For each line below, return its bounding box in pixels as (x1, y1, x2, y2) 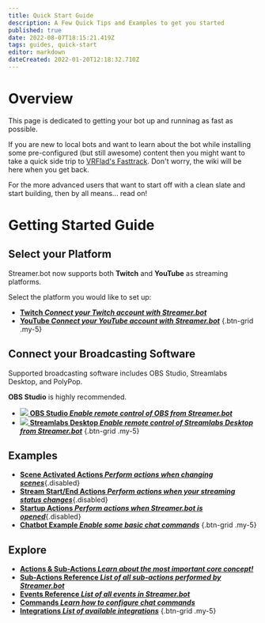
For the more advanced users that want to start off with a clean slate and (8, 179, 245, 190)
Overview (8, 90, 74, 108)
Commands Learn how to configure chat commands (19, 598, 195, 607)
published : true (8, 26, 62, 34)
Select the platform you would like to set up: (8, 292, 152, 301)
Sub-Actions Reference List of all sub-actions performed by (19, 572, 221, 582)
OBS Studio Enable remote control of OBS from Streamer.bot (29, 408, 233, 417)
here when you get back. (8, 164, 89, 174)
